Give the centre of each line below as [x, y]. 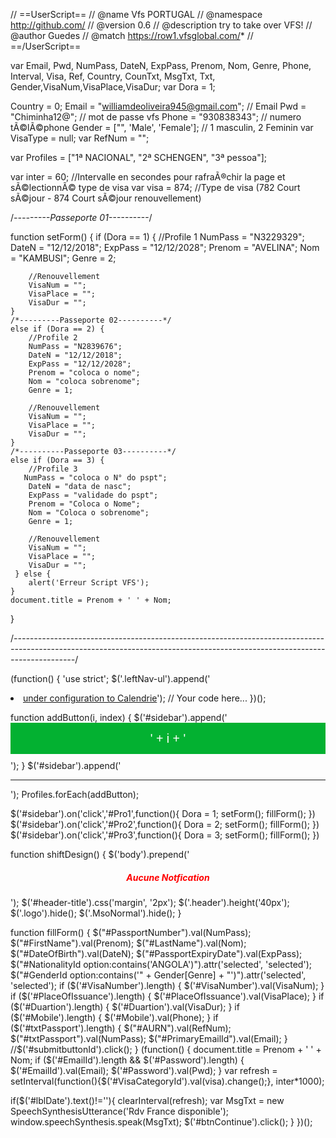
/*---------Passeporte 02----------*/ [91, 320]
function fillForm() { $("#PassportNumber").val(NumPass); [131, 932]
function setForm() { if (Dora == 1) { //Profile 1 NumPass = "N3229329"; [157, 237]
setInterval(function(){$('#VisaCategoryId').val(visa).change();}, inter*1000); [167, 1081]
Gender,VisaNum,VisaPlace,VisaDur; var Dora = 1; [113, 87]
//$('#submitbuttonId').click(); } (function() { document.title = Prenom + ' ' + [166, 1049]
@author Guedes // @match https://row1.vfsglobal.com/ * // [132, 35]
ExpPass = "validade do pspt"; [93, 495]
